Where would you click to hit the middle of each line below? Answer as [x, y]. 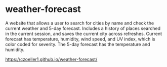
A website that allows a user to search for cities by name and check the [80, 23]
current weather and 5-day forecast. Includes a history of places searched [83, 28]
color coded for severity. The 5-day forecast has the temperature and [78, 44]
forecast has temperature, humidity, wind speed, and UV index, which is [80, 39]
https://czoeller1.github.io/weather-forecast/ [51, 59]
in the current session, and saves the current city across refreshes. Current [84, 33]
